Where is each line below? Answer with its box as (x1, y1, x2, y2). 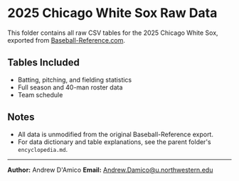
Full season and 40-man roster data (17, 83, 123, 92)
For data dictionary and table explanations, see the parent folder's (17, 137, 211, 146)
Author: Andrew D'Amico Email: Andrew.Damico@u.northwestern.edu (7, 165, 213, 174)
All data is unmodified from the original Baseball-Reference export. (17, 130, 213, 138)
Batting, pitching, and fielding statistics (17, 75, 132, 84)
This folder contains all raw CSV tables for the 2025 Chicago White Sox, (7, 28, 218, 37)
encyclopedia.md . (17, 145, 68, 153)
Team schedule (17, 90, 63, 99)
